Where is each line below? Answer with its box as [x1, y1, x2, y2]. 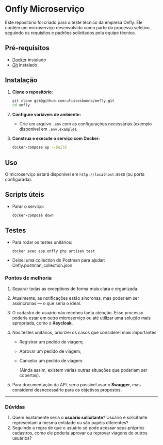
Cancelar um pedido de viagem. [19, 358, 83, 363]
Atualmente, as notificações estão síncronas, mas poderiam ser [12, 295, 140, 301]
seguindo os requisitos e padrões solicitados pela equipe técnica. [5, 30, 136, 35]
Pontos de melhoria [5, 274, 52, 281]
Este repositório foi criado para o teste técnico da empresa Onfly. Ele [5, 19, 143, 25]
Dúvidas [5, 403, 25, 410]
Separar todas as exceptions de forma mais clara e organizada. [12, 286, 139, 291]
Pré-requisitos [5, 44, 50, 52]
